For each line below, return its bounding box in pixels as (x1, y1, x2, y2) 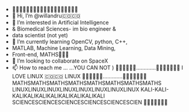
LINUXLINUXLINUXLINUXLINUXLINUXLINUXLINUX (11, 86, 140, 93)
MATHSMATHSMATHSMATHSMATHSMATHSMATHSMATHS (11, 79, 162, 87)
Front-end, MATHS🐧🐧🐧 (11, 51, 69, 58)
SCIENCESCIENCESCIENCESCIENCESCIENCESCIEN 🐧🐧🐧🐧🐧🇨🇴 (11, 99, 168, 105)
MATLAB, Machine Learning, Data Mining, (11, 45, 116, 51)
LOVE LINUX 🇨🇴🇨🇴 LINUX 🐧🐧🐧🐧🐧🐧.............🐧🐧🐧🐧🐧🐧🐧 (11, 73, 147, 79)
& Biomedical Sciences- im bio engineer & (11, 25, 116, 33)
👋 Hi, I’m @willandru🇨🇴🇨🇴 (11, 12, 81, 19)
